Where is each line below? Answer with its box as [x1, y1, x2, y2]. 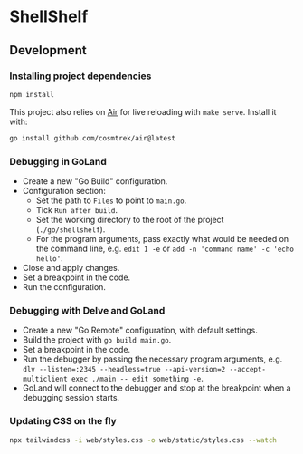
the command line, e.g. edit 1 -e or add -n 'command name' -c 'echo [35, 243, 294, 254]
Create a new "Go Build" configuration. [22, 175, 168, 187]
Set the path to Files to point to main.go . [35, 195, 187, 206]
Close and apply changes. [22, 262, 120, 273]
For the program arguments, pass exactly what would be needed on [35, 233, 289, 244]
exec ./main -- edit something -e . [71, 373, 204, 384]
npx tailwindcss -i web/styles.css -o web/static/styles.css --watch [9, 435, 278, 445]
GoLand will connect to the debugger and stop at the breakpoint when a [22, 382, 291, 393]
